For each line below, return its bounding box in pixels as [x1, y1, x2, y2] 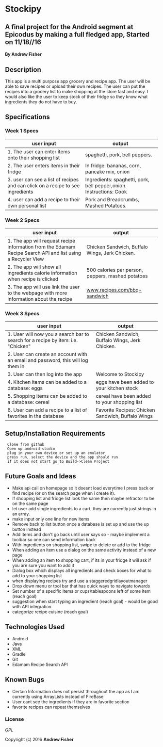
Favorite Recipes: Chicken [96, 406, 155, 413]
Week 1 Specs [5, 128, 39, 134]
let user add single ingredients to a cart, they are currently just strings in [12, 505, 157, 511]
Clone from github [7, 442, 45, 447]
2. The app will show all [7, 263, 61, 270]
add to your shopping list [12, 572, 62, 578]
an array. [12, 511, 30, 517]
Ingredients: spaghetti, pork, [85, 176, 149, 183]
